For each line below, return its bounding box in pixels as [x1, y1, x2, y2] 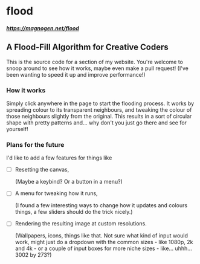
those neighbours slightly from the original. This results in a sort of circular [6, 112, 192, 120]
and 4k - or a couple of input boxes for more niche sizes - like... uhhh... [15, 245, 192, 252]
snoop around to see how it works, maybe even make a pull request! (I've [6, 65, 189, 72]
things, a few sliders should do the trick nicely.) [15, 208, 133, 216]
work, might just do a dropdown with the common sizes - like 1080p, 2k [15, 239, 193, 246]
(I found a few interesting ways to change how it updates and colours [15, 202, 188, 209]
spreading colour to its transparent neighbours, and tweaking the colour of [6, 106, 192, 113]
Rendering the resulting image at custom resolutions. [15, 220, 147, 227]
